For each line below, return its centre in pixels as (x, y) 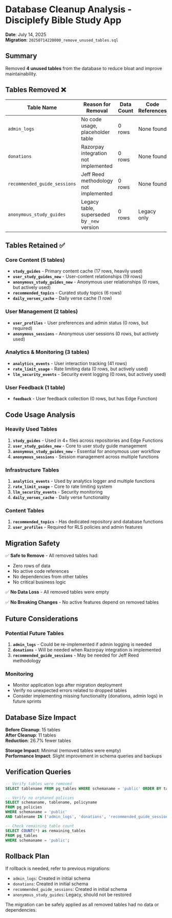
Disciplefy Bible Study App (63, 20)
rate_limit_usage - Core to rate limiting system (62, 486)
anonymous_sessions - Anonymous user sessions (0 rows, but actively (85, 333)
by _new (90, 221)
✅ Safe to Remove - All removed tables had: (52, 555)
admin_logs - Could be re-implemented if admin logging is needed (82, 644)
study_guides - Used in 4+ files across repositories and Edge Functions (88, 440)
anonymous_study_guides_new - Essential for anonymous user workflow (87, 451)
